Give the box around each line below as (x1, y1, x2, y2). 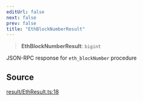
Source (6, 72, 35, 82)
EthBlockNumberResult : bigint (21, 43, 101, 50)
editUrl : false (6, 9, 45, 15)
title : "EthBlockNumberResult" (6, 26, 85, 32)
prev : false (6, 20, 36, 26)
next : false (6, 15, 36, 21)
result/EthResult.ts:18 (6, 88, 59, 96)
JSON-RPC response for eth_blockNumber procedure (6, 54, 138, 61)
